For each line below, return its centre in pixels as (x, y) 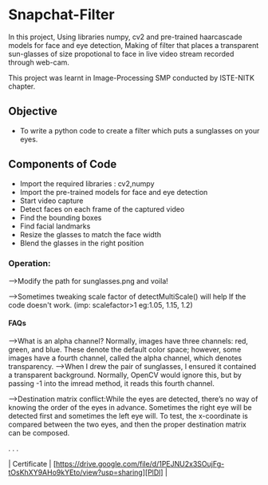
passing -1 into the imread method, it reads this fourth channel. (112, 384)
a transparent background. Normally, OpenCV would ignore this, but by (125, 375)
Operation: (30, 264)
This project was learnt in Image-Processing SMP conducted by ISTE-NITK (132, 78)
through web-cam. (39, 62)
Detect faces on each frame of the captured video (102, 209)
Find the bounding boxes (61, 217)
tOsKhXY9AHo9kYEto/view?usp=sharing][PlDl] (86, 472)
